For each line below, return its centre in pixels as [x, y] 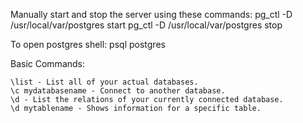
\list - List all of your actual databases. [104, 82]
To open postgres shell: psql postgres [88, 44]
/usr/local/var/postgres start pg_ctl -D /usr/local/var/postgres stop [146, 25]
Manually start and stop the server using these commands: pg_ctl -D [151, 14]
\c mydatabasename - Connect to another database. [118, 91]
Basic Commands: [48, 63]
